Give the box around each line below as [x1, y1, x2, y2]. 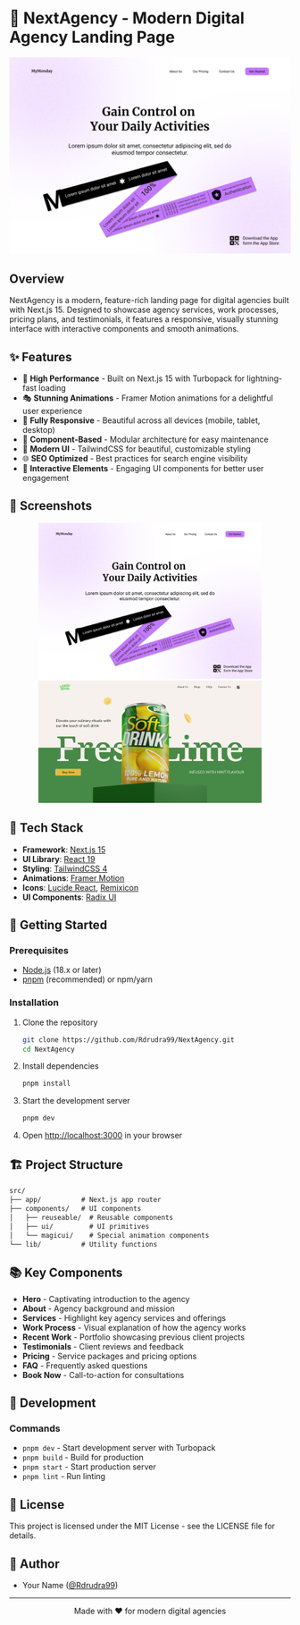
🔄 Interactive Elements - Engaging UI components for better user [21, 462, 264, 473]
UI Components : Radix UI [21, 892, 117, 902]
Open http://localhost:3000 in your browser [21, 1130, 183, 1141]
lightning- [246, 373, 283, 384]
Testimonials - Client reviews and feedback [21, 1341, 185, 1351]
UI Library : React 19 [21, 853, 96, 864]
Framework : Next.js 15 [21, 844, 106, 855]
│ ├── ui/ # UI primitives [9, 1222, 150, 1231]
